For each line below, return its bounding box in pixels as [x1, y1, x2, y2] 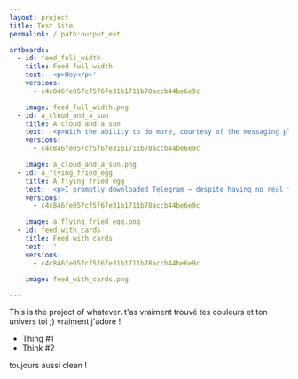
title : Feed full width [25, 62, 114, 71]
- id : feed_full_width [17, 54, 101, 63]
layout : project [9, 12, 69, 22]
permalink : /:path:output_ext [9, 29, 122, 38]
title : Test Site [9, 21, 74, 30]
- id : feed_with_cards [17, 225, 101, 235]
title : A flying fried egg [25, 177, 125, 186]
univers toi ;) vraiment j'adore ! [9, 316, 122, 327]
